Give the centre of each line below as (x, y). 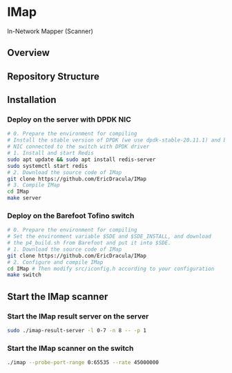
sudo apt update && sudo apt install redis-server (81, 160)
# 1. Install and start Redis (51, 153)
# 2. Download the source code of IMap (65, 172)
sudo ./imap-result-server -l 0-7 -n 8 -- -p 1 (77, 331)
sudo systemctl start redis (48, 166)
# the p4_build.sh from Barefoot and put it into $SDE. (89, 243)
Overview (29, 53)
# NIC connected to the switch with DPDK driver (78, 147)
